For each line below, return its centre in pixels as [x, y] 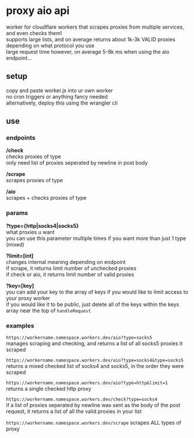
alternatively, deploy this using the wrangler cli [62, 103]
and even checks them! [34, 33]
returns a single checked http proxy [49, 389]
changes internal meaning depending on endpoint [66, 262]
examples [20, 325]
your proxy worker [28, 298]
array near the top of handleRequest [49, 310]
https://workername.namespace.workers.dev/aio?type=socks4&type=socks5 [95, 360]
